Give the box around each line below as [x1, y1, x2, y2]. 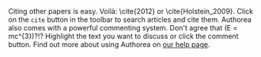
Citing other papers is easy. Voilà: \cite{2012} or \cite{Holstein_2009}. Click [8, 7, 254, 16]
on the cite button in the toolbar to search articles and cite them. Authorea [8, 15, 252, 24]
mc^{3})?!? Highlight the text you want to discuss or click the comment [8, 31, 239, 41]
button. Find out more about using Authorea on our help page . [8, 40, 210, 49]
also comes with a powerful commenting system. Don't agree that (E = [8, 23, 238, 32]
